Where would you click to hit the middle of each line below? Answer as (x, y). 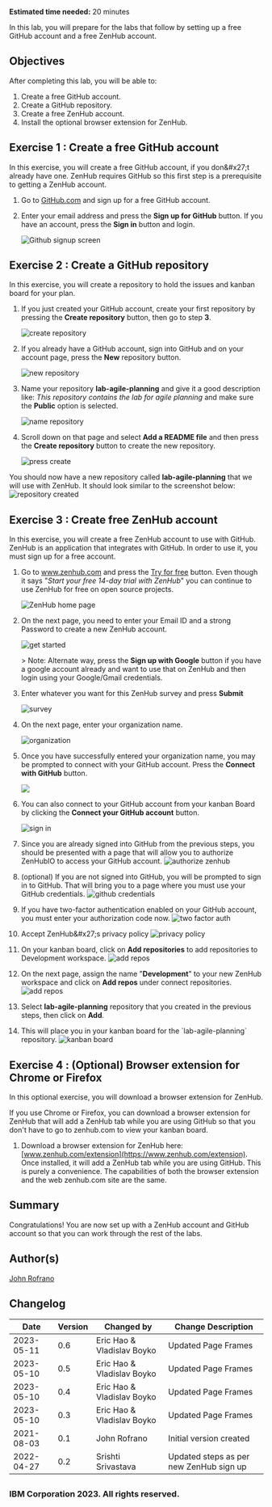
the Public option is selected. (69, 406)
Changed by (128, 1327)
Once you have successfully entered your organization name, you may (138, 756)
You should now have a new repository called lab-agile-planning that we (131, 477)
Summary (34, 1205)
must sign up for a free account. (63, 556)
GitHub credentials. (53, 894)
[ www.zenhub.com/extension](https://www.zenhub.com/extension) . (134, 1155)
